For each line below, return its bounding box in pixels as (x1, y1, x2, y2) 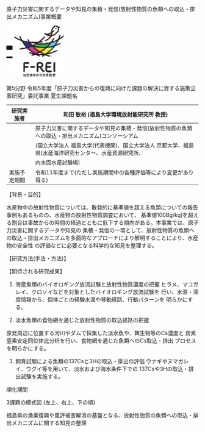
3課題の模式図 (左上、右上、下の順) (6, 398, 96, 406)
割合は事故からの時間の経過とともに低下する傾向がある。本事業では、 (11, 219, 188, 226)
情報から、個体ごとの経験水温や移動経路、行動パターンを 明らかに (20, 296, 188, 303)
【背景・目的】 (6, 191, 44, 198)
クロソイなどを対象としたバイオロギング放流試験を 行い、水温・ (31, 288, 193, 296)
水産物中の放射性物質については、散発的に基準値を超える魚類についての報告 (6, 204, 198, 211)
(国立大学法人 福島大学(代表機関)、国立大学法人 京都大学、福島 (35, 142, 194, 149)
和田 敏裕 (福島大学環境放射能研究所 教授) (63, 110, 168, 118)
